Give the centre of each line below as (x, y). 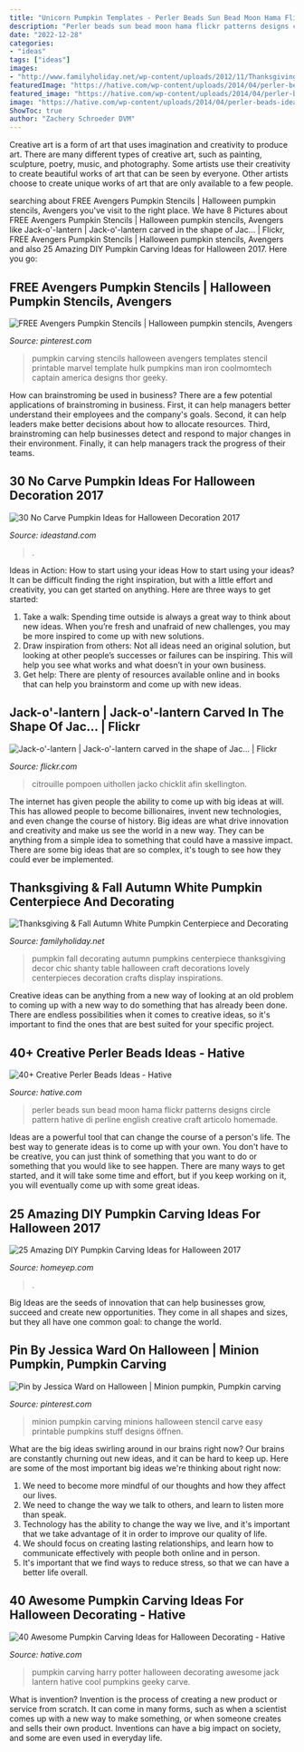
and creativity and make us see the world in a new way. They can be (137, 830)
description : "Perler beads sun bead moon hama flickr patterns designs (149, 26)
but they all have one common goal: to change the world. (115, 1322)
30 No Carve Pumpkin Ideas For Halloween (133, 482)
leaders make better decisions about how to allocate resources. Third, (140, 423)
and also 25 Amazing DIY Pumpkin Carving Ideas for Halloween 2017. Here (148, 249)
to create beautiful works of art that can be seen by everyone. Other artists (149, 174)
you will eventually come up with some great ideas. (105, 1185)
